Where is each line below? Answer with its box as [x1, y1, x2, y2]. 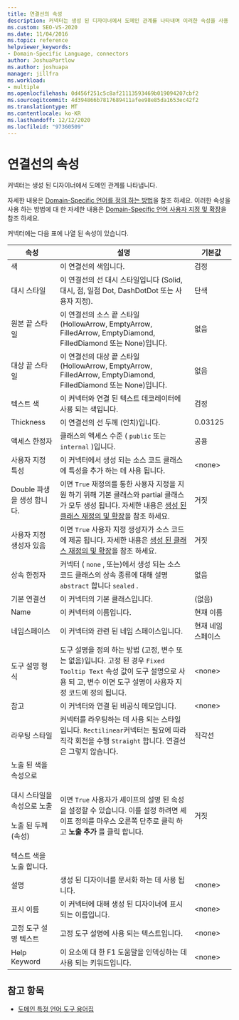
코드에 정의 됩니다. [68, 688, 127, 698]
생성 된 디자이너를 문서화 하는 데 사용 [60, 875, 176, 885]
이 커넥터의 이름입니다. [60, 608, 132, 618]
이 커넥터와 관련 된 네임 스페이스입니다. [60, 626, 184, 636]
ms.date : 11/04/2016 [7, 30, 69, 38]
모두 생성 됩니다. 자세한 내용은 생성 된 [68, 501, 187, 511]
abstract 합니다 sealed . [60, 581, 139, 591]
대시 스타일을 [11, 790, 53, 800]
